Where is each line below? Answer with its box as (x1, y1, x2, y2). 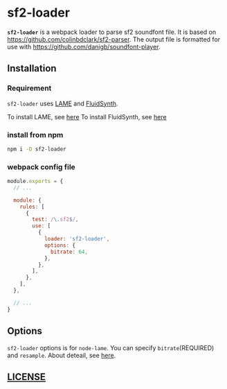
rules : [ (19, 203, 45, 210)
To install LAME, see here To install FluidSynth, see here (7, 112, 167, 121)
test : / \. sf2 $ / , (32, 216, 79, 223)
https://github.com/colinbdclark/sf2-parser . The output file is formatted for (7, 35, 221, 43)
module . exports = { (7, 178, 64, 185)
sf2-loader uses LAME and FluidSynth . (7, 99, 118, 107)
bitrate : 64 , (51, 248, 89, 255)
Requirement (7, 83, 52, 93)
